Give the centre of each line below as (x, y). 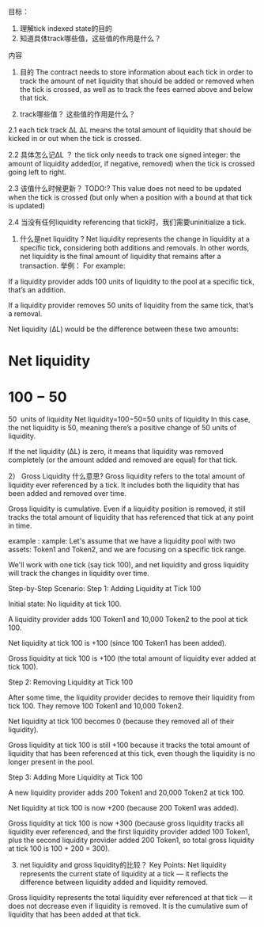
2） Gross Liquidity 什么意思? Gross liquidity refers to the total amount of (126, 476)
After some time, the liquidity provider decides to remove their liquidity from (132, 698)
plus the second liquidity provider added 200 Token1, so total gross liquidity (131, 840)
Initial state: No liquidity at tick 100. (65, 604)
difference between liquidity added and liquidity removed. (113, 883)
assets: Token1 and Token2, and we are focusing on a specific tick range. (127, 550)
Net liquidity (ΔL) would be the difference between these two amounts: (124, 329)
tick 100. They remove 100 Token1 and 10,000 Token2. (96, 706)
